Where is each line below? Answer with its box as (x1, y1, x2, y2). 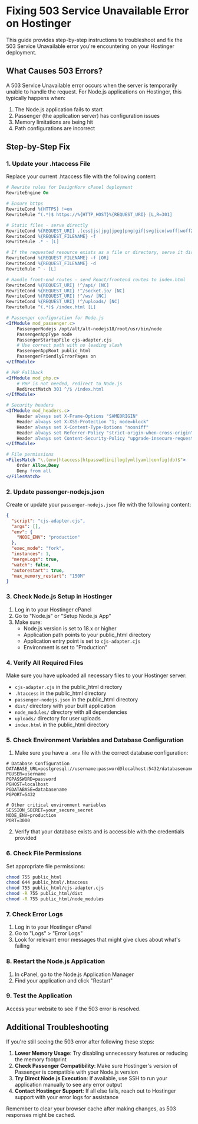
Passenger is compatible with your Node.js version (14, 1068, 138, 1075)
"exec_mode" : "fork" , (11, 546, 65, 552)
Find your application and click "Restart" (14, 977, 113, 984)
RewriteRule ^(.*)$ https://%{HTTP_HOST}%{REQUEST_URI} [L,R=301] (6, 211, 173, 217)
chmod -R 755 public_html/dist (6, 891, 83, 897)
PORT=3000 (6, 818, 31, 824)
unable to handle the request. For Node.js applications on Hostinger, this (6, 88, 182, 95)
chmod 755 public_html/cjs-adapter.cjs (6, 885, 104, 891)
